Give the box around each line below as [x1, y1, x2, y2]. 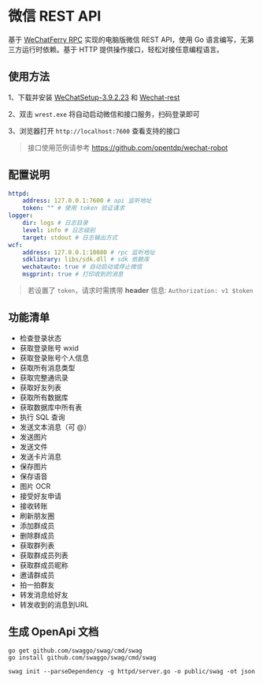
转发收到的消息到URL [19, 599, 89, 609]
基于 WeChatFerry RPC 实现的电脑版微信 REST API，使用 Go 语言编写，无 [8, 35, 248, 44]
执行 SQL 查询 [19, 412, 65, 422]
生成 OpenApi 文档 [8, 625, 99, 639]
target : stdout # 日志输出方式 [22, 234, 118, 242]
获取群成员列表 [19, 550, 69, 560]
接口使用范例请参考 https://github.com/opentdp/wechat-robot [27, 143, 228, 152]
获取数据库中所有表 [19, 402, 83, 411]
